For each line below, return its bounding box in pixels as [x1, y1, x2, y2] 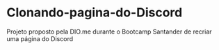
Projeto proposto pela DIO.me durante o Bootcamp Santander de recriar [6, 27, 213, 36]
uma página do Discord [6, 34, 74, 42]
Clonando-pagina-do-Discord [6, 5, 183, 21]
